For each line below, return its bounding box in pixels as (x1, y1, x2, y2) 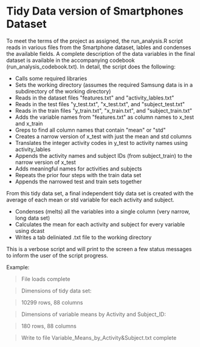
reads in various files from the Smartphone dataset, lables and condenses (6, 44, 191, 51)
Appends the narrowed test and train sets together (15, 178, 142, 185)
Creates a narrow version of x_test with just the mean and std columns (15, 132, 192, 140)
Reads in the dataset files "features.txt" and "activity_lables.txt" (15, 94, 174, 101)
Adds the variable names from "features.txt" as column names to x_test (15, 113, 195, 121)
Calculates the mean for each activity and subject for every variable (15, 220, 185, 228)
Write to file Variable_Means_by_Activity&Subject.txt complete (21, 334, 177, 341)
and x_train (15, 120, 43, 127)
